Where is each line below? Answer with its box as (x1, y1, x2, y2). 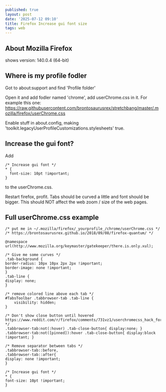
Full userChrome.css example (5, 213, 99, 221)
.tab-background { (5, 257, 43, 262)
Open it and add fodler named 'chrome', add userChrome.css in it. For (5, 94, 147, 100)
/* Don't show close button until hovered (5, 313, 94, 318)
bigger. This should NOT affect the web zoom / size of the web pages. (5, 199, 148, 205)
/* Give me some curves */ (5, 253, 61, 258)
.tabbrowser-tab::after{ (5, 352, 56, 357)
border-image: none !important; (5, 265, 72, 270)
